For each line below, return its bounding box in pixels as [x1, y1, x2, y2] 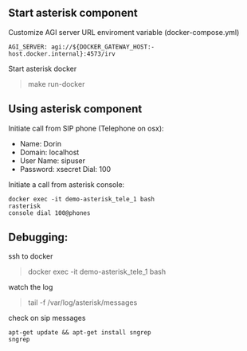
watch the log [8, 283, 53, 292]
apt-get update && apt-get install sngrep [8, 329, 151, 337]
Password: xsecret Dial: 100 [19, 164, 112, 174]
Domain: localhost [19, 147, 80, 157]
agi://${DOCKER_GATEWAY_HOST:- [50, 43, 155, 51]
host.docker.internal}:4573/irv [8, 49, 116, 58]
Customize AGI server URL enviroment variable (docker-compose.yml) [8, 27, 240, 37]
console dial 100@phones [8, 209, 91, 217]
